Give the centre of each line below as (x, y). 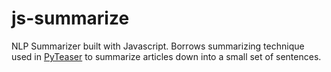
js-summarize (70, 18)
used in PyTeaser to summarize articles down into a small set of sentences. (166, 56)
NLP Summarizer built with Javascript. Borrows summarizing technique (158, 46)
